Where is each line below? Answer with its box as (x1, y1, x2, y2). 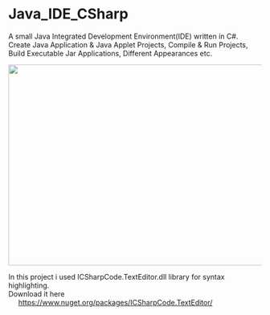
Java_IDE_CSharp (8, 5, 129, 23)
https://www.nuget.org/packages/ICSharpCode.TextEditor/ (18, 297, 213, 307)
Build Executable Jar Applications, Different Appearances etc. (8, 48, 213, 58)
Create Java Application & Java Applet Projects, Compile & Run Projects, (8, 39, 248, 49)
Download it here (8, 288, 65, 298)
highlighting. (8, 280, 50, 290)
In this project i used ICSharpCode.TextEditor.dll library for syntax (8, 272, 225, 281)
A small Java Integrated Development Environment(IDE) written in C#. (8, 31, 239, 41)
